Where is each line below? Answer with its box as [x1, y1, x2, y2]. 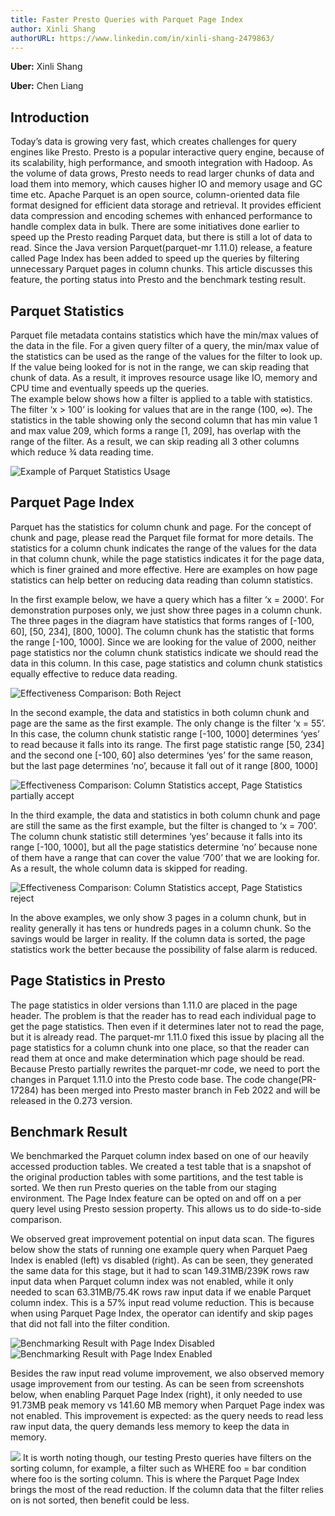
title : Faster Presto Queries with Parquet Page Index [10, 14, 244, 25]
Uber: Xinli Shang [10, 61, 83, 73]
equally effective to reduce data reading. [10, 667, 178, 680]
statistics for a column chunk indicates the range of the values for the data [10, 542, 317, 554]
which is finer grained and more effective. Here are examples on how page [10, 563, 318, 575]
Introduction [10, 109, 90, 126]
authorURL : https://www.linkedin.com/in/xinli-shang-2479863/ [10, 33, 275, 43]
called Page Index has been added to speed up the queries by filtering [10, 252, 300, 265]
